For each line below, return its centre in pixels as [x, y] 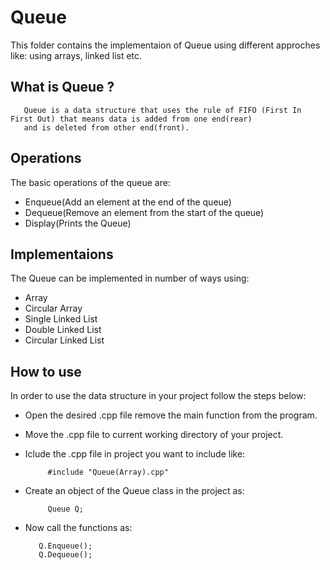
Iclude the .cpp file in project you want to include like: [135, 454]
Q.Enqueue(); [65, 546]
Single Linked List [61, 319]
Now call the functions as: [78, 528]
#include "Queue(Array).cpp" [108, 472]
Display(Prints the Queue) [78, 223]
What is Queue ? [62, 87]
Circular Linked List [64, 340]
